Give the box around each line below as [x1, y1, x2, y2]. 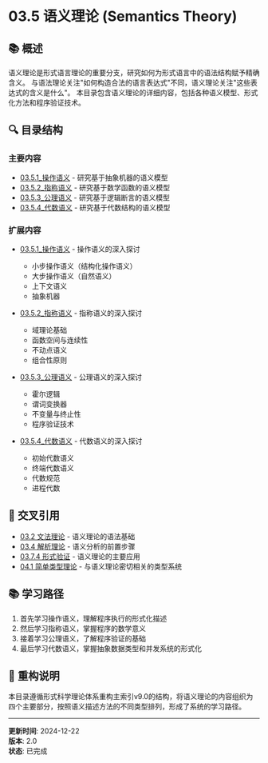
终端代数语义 [31, 463, 74, 473]
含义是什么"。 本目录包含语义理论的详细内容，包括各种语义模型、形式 [29, 88, 258, 97]
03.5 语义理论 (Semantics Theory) [8, 7, 238, 26]
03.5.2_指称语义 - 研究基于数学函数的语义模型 [19, 182, 171, 192]
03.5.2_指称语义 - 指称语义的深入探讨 [19, 308, 143, 318]
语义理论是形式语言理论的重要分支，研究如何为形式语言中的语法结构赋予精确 [8, 68, 260, 77]
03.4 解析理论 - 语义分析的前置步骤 [19, 541, 136, 551]
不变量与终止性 [31, 409, 81, 418]
